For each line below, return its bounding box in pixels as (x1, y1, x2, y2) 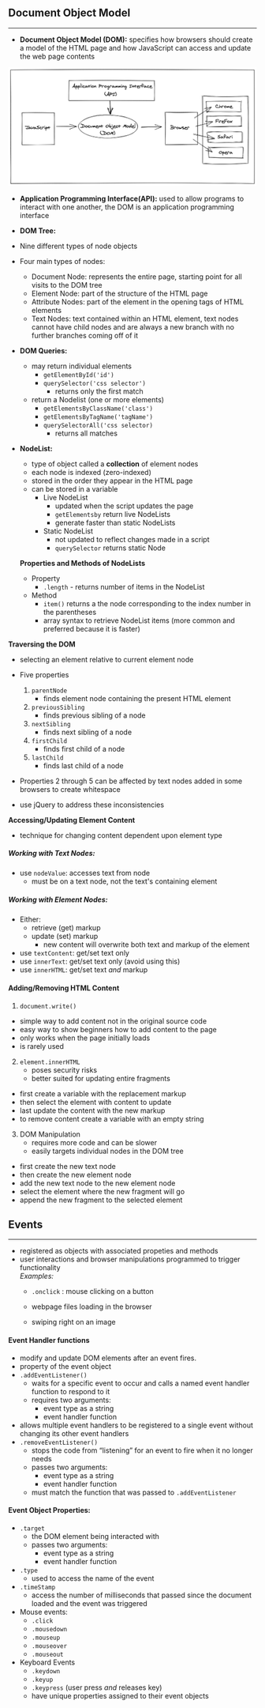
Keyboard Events (19, 1657, 76, 1667)
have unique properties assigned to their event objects (31, 1691, 209, 1700)
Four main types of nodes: (19, 256, 106, 266)
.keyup (31, 1676, 54, 1683)
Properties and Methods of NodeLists (19, 558, 146, 567)
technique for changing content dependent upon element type (19, 830, 223, 840)
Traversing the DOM (8, 639, 77, 649)
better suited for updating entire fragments (31, 1073, 171, 1083)
